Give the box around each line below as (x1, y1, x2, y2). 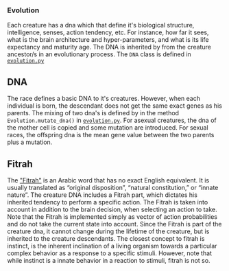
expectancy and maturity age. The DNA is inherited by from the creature (7, 43, 211, 51)
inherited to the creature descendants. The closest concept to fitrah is (7, 234, 205, 242)
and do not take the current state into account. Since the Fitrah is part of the (7, 220, 222, 228)
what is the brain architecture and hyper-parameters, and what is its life (7, 36, 209, 44)
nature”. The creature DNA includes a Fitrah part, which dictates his (7, 191, 197, 199)
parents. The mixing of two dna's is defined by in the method (7, 109, 180, 117)
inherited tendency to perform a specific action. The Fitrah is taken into (7, 198, 208, 206)
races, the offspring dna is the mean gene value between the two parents (7, 131, 215, 139)
